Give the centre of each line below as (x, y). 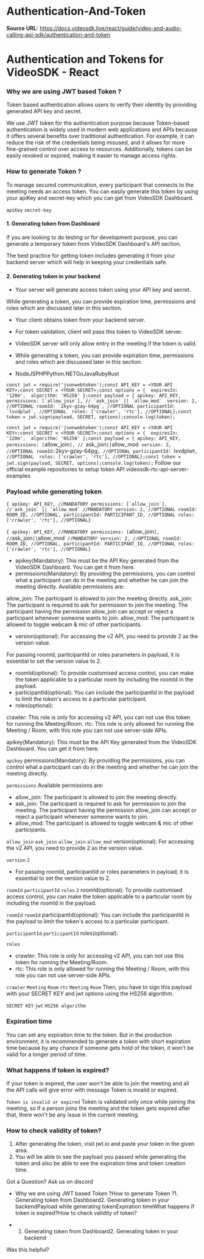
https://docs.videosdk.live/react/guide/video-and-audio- (111, 28)
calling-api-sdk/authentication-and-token (58, 34)
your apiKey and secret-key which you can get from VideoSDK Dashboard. (100, 198)
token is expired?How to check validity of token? (76, 1213)
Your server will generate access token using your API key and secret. (103, 290)
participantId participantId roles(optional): (62, 933)
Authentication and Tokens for (85, 60)
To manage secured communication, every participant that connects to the (100, 185)
